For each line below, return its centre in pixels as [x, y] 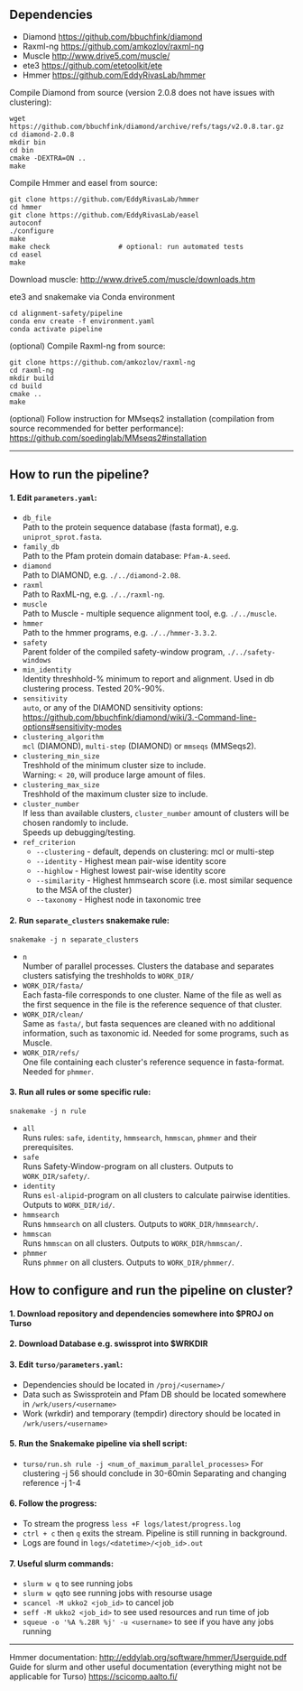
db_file [37, 518]
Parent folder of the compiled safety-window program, [124, 652]
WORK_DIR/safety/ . [56, 1175]
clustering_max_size [61, 785]
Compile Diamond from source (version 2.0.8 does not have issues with [142, 92]
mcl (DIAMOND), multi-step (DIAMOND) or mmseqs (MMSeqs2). [139, 746]
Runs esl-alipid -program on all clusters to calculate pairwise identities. [156, 1194]
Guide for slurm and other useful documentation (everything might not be [146, 1667]
